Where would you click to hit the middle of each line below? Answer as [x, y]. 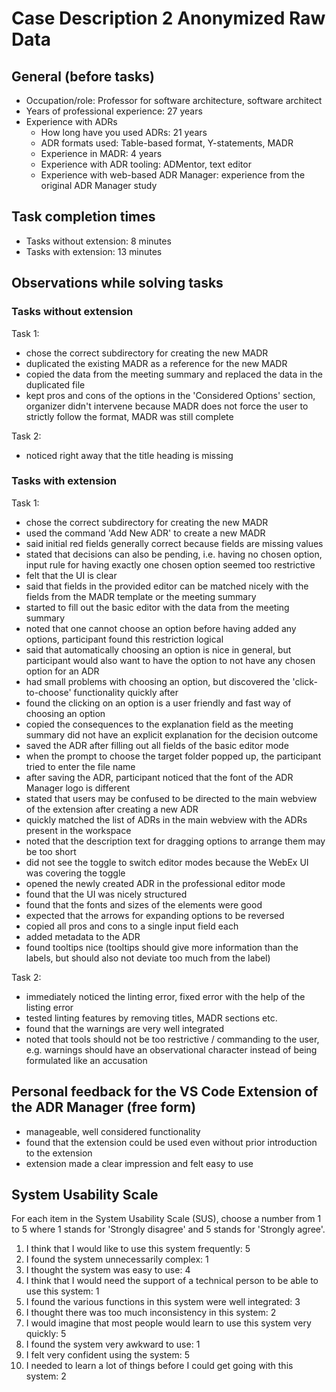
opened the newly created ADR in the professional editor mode [155, 883]
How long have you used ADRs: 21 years [124, 132]
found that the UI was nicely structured [106, 894]
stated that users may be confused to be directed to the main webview [171, 798]
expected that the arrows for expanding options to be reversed [155, 915]
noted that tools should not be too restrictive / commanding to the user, [172, 1039]
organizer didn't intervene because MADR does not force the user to [167, 406]
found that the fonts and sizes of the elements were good [144, 904]
